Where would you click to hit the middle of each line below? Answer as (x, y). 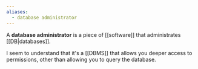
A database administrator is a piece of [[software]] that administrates (94, 34)
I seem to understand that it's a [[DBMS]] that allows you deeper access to (99, 53)
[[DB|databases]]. (28, 41)
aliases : (17, 12)
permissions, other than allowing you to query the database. (81, 59)
